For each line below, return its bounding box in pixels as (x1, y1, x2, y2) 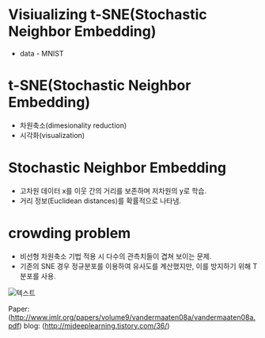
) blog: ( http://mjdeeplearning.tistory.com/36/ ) (19, 321, 170, 330)
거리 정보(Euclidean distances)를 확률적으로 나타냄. (19, 196, 182, 205)
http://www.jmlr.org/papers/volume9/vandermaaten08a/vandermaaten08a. (10, 312, 256, 322)
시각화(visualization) (19, 130, 85, 140)
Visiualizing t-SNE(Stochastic (8, 6, 207, 24)
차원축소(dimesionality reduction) (19, 121, 127, 130)
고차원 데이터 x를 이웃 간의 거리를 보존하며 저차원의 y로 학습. (19, 186, 207, 195)
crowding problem (8, 225, 131, 242)
